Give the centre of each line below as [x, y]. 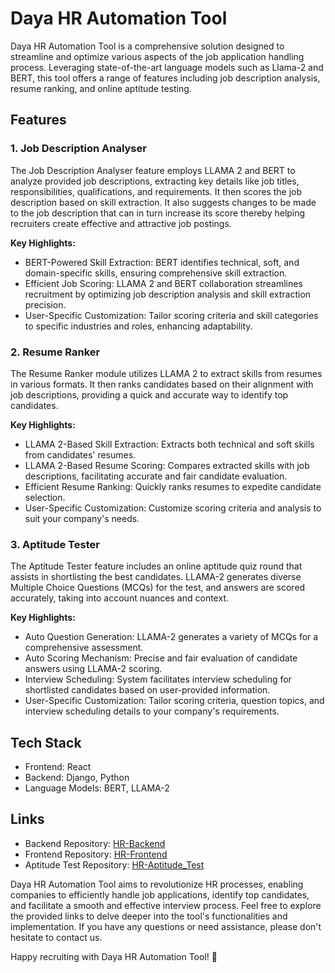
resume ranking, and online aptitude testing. [101, 88]
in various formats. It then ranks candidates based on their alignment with [162, 384]
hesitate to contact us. [56, 937]
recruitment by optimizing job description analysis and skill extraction [168, 294]
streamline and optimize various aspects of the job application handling [157, 56]
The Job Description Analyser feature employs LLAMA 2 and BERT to [153, 170]
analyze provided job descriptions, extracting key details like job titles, [155, 181]
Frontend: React [58, 767]
